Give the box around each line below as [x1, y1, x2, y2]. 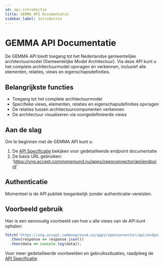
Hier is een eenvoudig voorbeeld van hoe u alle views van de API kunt [5, 218, 145, 224]
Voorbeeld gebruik [5, 205, 63, 213]
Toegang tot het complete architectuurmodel [12, 96, 102, 102]
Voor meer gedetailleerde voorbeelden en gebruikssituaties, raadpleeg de [5, 250, 154, 256]
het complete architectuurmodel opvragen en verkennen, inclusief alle [5, 64, 146, 70]
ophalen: [5, 223, 23, 229]
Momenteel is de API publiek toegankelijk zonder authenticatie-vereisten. [5, 191, 152, 197]
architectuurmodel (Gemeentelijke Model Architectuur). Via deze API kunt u [5, 59, 157, 64]
